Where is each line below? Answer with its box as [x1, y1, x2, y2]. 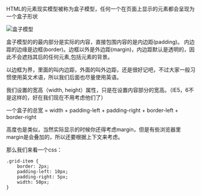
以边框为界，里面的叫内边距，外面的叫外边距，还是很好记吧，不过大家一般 [6, 66, 190, 73]
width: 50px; [17, 179, 50, 185]
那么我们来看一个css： [6, 146, 62, 153]
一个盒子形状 [6, 13, 38, 20]
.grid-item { [6, 158, 39, 164]
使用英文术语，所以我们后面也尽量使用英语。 [11, 74, 122, 81]
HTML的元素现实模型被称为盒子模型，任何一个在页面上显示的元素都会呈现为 [6, 5, 195, 12]
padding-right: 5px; [17, 174, 68, 180]
